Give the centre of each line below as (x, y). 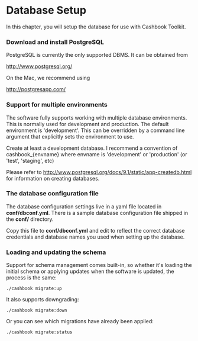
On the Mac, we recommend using (48, 78)
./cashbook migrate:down (37, 311)
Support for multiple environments (57, 105)
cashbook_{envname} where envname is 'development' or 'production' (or (97, 154)
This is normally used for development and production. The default (87, 124)
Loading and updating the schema (56, 252)
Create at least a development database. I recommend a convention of (92, 148)
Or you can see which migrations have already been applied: (80, 321)
